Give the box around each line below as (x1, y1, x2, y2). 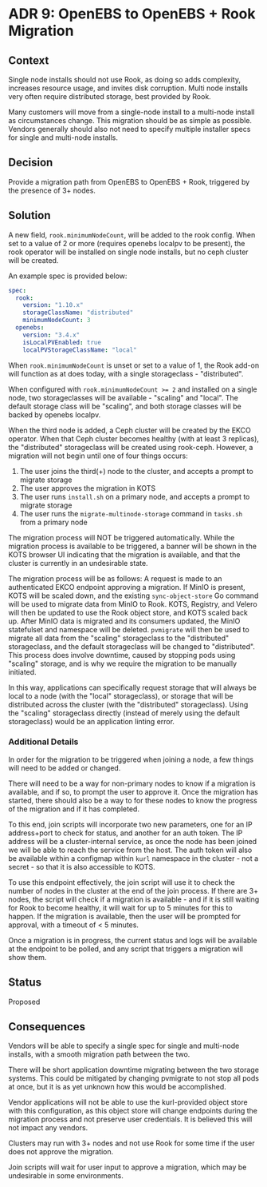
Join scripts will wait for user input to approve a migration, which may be (8, 1162, 247, 1172)
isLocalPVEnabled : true (22, 338, 102, 346)
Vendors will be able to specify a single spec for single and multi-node (8, 1041, 240, 1051)
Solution (8, 209, 51, 222)
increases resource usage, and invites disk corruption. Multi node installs (8, 83, 249, 93)
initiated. (8, 667, 37, 676)
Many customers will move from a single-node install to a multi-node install (8, 107, 255, 117)
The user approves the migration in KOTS (19, 483, 156, 492)
